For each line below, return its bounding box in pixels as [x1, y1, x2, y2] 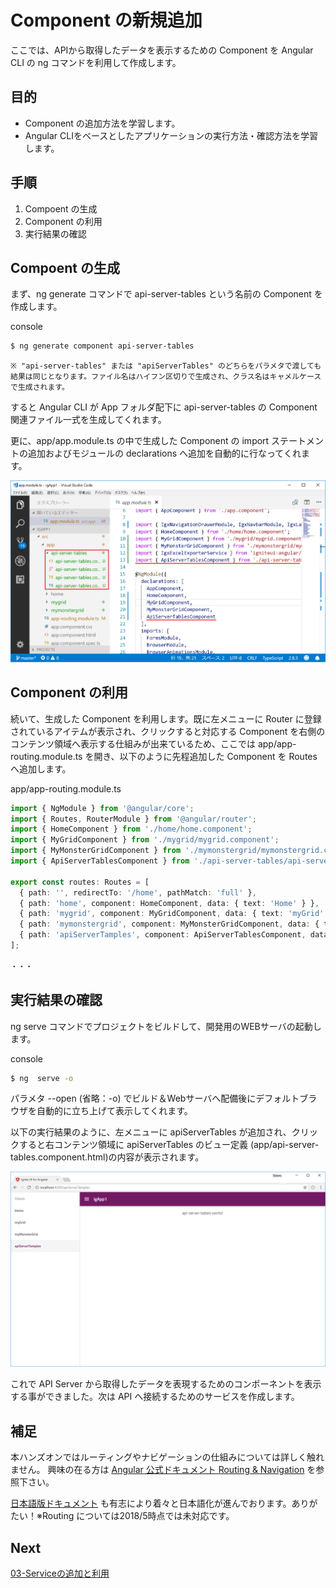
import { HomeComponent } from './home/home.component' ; [10, 824, 253, 835]
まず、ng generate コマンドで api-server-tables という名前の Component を [10, 288, 323, 300]
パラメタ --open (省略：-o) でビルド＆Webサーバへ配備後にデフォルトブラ [10, 1092, 318, 1105]
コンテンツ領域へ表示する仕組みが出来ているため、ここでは [10, 737, 256, 750]
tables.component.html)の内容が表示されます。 [10, 1151, 205, 1163]
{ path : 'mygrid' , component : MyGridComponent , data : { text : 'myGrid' [19, 909, 325, 919]
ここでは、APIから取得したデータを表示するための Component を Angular [10, 44, 314, 56]
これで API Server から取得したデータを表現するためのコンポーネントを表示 [10, 1378, 322, 1390]
